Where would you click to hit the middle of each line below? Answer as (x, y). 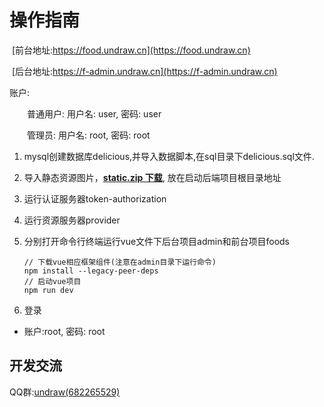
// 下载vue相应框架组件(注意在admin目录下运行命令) (120, 262)
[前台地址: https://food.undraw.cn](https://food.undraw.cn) (131, 50)
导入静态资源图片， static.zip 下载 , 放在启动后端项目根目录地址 (152, 177)
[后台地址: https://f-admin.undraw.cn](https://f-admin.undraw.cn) (144, 71)
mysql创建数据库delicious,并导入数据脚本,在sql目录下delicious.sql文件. (169, 156)
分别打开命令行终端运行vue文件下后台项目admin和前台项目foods (156, 241)
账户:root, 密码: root (64, 331)
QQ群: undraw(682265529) (65, 392)
